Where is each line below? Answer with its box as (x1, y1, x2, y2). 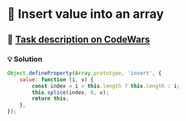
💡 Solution (7, 54, 43, 64)
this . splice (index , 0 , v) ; (32, 89, 110, 96)
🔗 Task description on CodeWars (7, 34, 150, 45)
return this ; (32, 96, 70, 102)
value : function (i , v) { (19, 76, 94, 83)
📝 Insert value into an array (7, 6, 164, 22)
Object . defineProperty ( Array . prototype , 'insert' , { (7, 69, 162, 76)
